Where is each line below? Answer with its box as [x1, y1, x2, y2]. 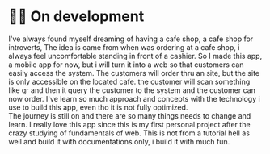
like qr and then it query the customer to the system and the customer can [8, 85, 256, 95]
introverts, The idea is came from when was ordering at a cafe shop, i [8, 42, 240, 52]
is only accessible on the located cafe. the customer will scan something [8, 77, 251, 86]
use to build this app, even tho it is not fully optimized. [8, 102, 188, 112]
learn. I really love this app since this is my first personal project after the [8, 119, 251, 129]
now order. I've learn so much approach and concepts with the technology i [8, 94, 260, 103]
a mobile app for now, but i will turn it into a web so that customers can [8, 60, 244, 69]
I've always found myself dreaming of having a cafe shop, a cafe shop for [8, 34, 254, 44]
